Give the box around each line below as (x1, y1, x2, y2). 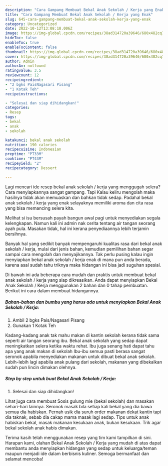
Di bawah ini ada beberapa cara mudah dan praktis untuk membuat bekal (5, 272, 156, 278)
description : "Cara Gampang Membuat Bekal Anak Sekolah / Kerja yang (5, 7, 153, 13)
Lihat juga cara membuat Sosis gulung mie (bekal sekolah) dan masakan (5, 398, 154, 404)
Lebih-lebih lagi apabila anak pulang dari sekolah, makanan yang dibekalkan (5, 359, 162, 365)
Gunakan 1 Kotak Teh (12, 322, 56, 328)
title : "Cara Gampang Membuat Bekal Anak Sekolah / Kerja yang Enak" (5, 12, 153, 17)
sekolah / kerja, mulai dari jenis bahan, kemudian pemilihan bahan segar (5, 246, 153, 252)
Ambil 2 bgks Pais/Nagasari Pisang (12, 317, 85, 323)
